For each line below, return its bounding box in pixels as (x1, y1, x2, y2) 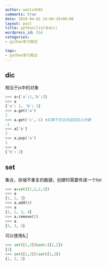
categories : (5, 35, 30, 40)
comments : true (5, 12, 36, 17)
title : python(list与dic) (5, 26, 58, 31)
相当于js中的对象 (5, 85, 39, 91)
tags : (5, 48, 16, 53)
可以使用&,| (5, 233, 28, 239)
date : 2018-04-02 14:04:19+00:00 (5, 16, 74, 21)
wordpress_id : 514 (5, 30, 43, 35)
